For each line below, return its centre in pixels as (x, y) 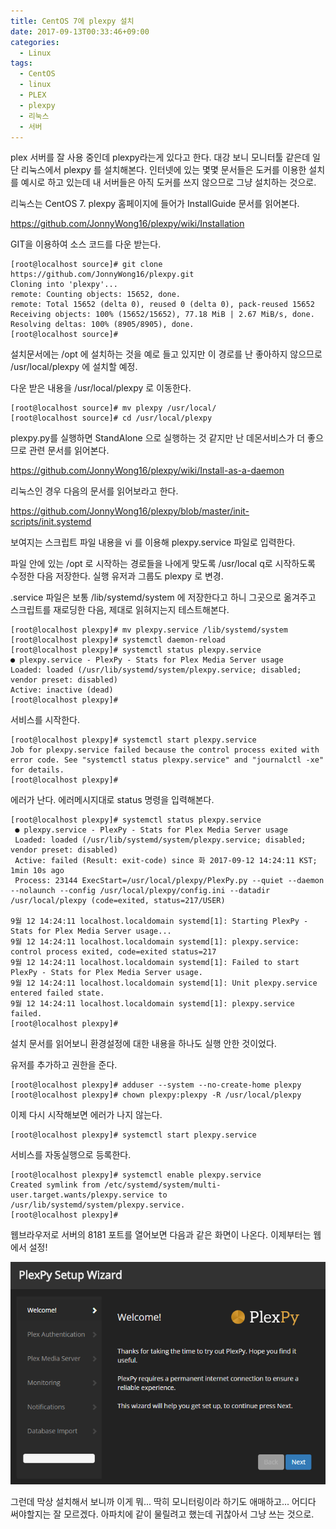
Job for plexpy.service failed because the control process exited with (165, 750)
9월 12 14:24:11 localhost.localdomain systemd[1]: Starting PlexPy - (159, 921)
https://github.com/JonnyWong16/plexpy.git (102, 275)
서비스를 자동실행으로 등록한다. (71, 1155)
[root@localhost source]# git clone (86, 265)
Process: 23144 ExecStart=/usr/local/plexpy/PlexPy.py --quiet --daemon (169, 881)
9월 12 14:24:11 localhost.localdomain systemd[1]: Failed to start (155, 963)
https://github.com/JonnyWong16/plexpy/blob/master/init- (130, 511)
